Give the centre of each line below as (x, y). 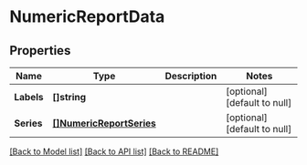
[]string (69, 97)
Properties (40, 51)
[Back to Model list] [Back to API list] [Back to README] (114, 151)
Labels (29, 97)
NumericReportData (87, 17)
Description (191, 76)
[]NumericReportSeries (105, 123)
